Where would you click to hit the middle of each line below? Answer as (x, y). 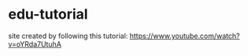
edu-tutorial (48, 14)
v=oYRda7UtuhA (35, 44)
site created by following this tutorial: (68, 36)
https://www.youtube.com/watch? (185, 36)
